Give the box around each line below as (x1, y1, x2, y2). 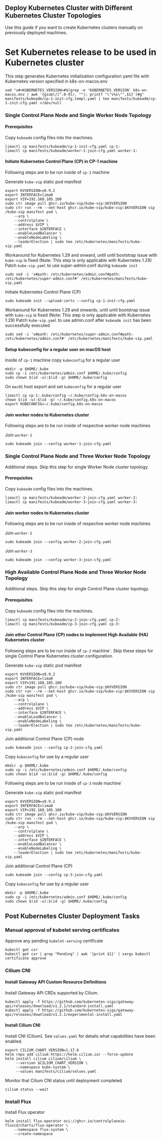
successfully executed (5, 322, 50, 328)
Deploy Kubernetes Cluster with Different (5, 4, 132, 12)
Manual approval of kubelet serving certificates (5, 927, 120, 934)
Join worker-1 (5, 432, 32, 438)
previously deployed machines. (5, 29, 67, 36)
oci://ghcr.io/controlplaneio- (64, 1119, 127, 1124)
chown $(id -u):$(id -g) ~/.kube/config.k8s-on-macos (5, 397, 116, 402)
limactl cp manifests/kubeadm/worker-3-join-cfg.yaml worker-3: (5, 499, 138, 505)
